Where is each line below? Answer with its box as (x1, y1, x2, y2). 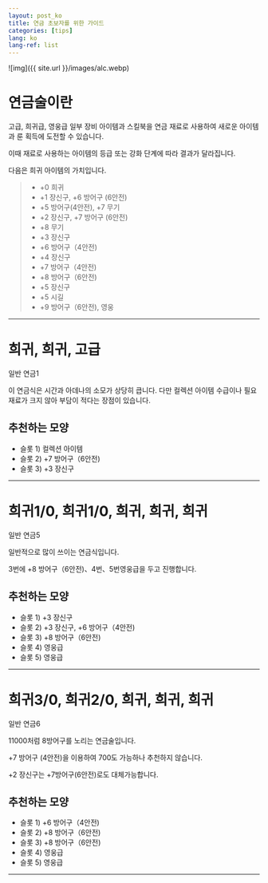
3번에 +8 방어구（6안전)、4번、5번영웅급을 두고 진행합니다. (8, 564, 197, 573)
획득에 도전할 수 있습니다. (25, 132, 104, 141)
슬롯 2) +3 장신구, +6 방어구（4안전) (19, 622, 136, 632)
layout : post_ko (8, 11, 62, 20)
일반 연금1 (8, 369, 40, 378)
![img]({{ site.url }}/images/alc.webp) (8, 63, 130, 73)
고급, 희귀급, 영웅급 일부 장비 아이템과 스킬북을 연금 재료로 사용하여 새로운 (8, 121, 238, 132)
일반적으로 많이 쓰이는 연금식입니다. (8, 547, 120, 556)
